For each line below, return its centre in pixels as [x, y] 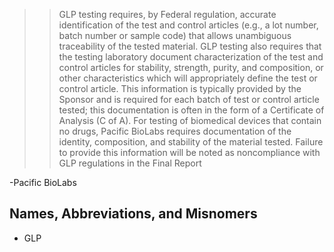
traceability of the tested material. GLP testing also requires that [190, 46]
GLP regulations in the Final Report [130, 163]
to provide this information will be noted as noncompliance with [189, 152]
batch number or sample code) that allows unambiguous [175, 35]
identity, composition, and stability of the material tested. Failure [191, 142]
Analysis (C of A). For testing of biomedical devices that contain [190, 120]
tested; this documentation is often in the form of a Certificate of [191, 110]
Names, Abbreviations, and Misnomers [133, 214]
